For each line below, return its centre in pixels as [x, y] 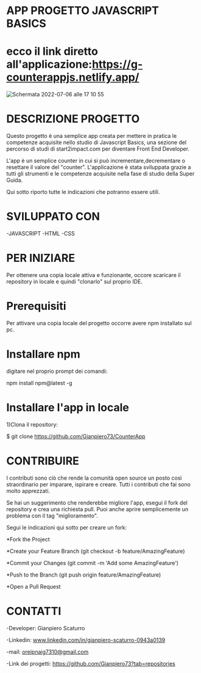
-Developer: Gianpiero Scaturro [46, 628]
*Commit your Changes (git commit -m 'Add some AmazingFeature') [92, 563]
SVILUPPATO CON [53, 217]
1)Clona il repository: [32, 424]
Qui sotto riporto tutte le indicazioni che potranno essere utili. [83, 192]
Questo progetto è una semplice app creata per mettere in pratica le [92, 136]
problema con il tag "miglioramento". [52, 516]
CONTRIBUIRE [43, 461]
